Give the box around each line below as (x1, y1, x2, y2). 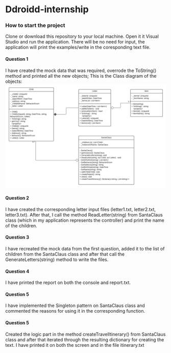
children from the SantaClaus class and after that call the (5, 251, 125, 257)
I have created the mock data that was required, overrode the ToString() (5, 67, 157, 74)
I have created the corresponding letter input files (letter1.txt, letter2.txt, (5, 206, 156, 213)
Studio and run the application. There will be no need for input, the (5, 39, 145, 45)
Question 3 (5, 234, 30, 241)
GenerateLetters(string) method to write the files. (5, 256, 109, 263)
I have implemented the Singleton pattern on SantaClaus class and (5, 302, 145, 309)
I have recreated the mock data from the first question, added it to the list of (5, 245, 165, 251)
